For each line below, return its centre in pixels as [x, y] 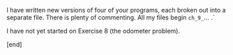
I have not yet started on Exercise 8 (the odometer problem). [93, 31]
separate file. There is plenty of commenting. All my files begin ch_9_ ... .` [111, 17]
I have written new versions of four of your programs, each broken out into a [116, 10]
